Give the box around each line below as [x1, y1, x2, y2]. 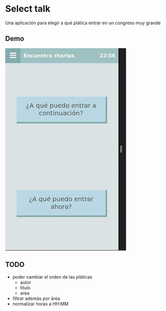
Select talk [5, 3, 51, 15]
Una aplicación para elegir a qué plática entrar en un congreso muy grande [5, 20, 161, 26]
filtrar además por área [12, 295, 60, 301]
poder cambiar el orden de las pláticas [12, 274, 93, 280]
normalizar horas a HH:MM [12, 300, 69, 306]
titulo [20, 284, 31, 291]
